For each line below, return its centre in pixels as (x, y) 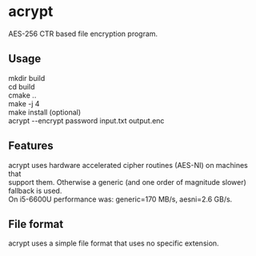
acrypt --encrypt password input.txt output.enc (86, 120)
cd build (22, 86)
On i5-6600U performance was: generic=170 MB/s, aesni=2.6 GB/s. (120, 199)
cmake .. (22, 95)
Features (31, 146)
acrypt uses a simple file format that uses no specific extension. (114, 243)
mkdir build (27, 78)
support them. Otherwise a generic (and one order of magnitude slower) (127, 182)
